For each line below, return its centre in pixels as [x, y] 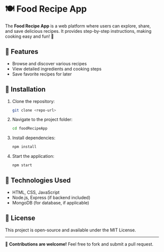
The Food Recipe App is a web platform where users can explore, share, [78, 26]
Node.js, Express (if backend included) [51, 197]
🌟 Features [22, 52]
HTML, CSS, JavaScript [36, 192]
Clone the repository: [33, 101]
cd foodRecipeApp [30, 128]
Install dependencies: [34, 138]
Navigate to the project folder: [42, 120]
